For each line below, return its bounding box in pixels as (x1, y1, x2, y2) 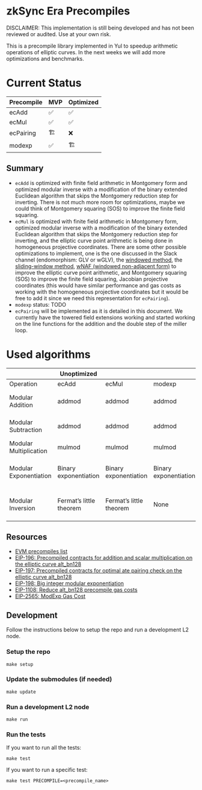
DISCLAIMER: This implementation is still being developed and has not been (6, 24, 194, 31)
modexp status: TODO (14, 301, 66, 308)
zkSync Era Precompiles (6, 4, 130, 18)
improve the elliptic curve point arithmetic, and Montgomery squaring (14, 269, 187, 276)
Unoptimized (60, 369, 97, 378)
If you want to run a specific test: (6, 766, 88, 774)
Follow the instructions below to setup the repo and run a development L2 (6, 626, 189, 633)
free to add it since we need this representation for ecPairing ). (14, 294, 170, 302)
